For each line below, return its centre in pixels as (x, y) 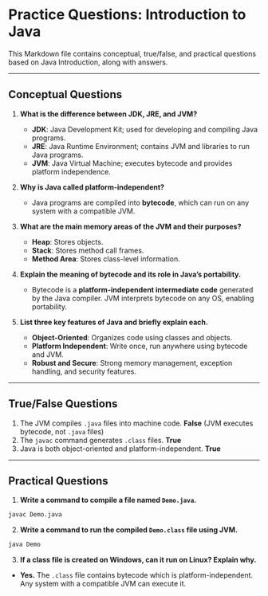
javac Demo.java (35, 515)
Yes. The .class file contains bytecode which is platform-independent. (136, 575)
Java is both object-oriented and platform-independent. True (120, 449)
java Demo (25, 545)
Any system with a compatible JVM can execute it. (103, 584)
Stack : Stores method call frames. (88, 250)
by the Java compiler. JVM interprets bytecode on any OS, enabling (143, 298)
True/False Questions (63, 404)
